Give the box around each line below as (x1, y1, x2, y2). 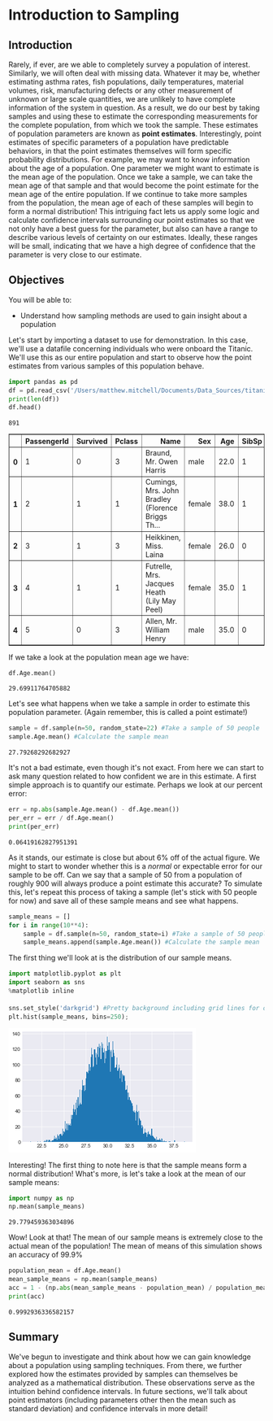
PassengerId (25, 436, 69, 446)
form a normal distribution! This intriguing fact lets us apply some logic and (8, 207, 260, 216)
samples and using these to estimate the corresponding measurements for (8, 111, 258, 121)
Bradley (145, 495, 171, 504)
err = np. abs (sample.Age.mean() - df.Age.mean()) (8, 805, 180, 814)
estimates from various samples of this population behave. (8, 360, 205, 371)
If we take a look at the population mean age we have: (8, 652, 189, 662)
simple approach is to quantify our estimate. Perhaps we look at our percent (8, 780, 263, 790)
